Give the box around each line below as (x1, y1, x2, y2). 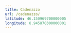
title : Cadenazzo (5, 7, 40, 12)
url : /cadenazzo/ (5, 12, 40, 16)
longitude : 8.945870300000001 (5, 20, 67, 26)
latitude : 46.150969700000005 (5, 16, 67, 21)
